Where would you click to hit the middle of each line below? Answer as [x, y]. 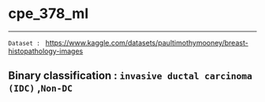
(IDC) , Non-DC [41, 88]
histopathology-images [46, 51]
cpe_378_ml [49, 14]
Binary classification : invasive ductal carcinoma [130, 76]
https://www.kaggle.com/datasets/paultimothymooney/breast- [147, 42]
